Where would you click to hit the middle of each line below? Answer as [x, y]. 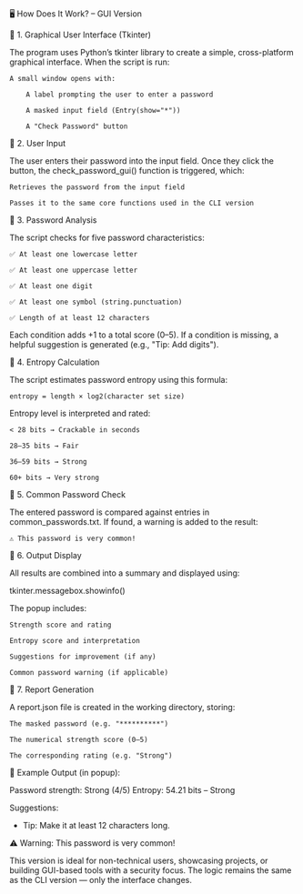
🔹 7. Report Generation [52, 689]
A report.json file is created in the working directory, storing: [122, 707]
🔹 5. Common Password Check [67, 494]
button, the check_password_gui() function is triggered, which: [127, 171]
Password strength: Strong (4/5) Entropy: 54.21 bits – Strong [122, 790]
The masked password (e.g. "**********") [89, 724]
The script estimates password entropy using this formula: [119, 380]
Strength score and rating [61, 625]
